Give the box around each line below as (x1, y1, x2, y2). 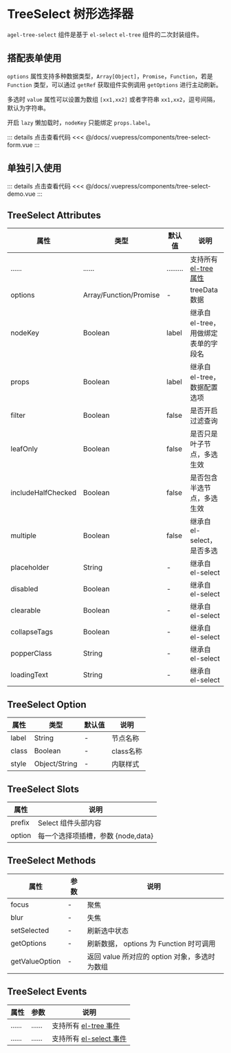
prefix (10, 818, 30, 827)
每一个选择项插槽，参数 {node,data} (37, 831, 153, 841)
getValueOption (10, 956, 61, 966)
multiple (10, 531, 36, 540)
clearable (10, 606, 41, 615)
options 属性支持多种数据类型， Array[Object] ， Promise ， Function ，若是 (7, 71, 213, 80)
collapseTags (10, 627, 54, 636)
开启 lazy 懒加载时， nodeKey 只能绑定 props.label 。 (7, 118, 155, 126)
